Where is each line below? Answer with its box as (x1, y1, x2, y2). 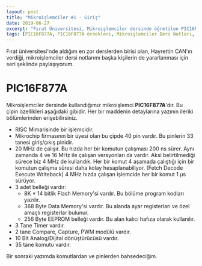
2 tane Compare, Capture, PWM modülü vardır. (14, 228, 131, 235)
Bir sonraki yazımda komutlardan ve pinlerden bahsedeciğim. (6, 253, 158, 260)
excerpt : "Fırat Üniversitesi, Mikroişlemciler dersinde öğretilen (6, 25, 179, 32)
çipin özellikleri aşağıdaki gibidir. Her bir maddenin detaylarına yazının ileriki (6, 108, 194, 115)
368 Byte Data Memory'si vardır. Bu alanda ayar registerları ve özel (23, 203, 190, 210)
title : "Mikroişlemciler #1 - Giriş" (6, 14, 101, 20)
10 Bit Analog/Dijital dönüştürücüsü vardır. (14, 235, 119, 242)
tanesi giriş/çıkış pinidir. (14, 139, 74, 146)
